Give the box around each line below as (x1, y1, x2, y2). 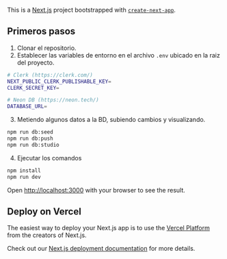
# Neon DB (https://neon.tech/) (7, 97, 99, 103)
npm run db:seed (7, 129, 53, 136)
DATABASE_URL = (7, 103, 48, 110)
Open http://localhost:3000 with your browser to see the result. (7, 186, 186, 194)
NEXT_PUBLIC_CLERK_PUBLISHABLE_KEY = (7, 78, 111, 85)
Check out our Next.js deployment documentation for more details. (7, 245, 196, 253)
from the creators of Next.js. (7, 231, 87, 239)
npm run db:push (7, 135, 53, 143)
